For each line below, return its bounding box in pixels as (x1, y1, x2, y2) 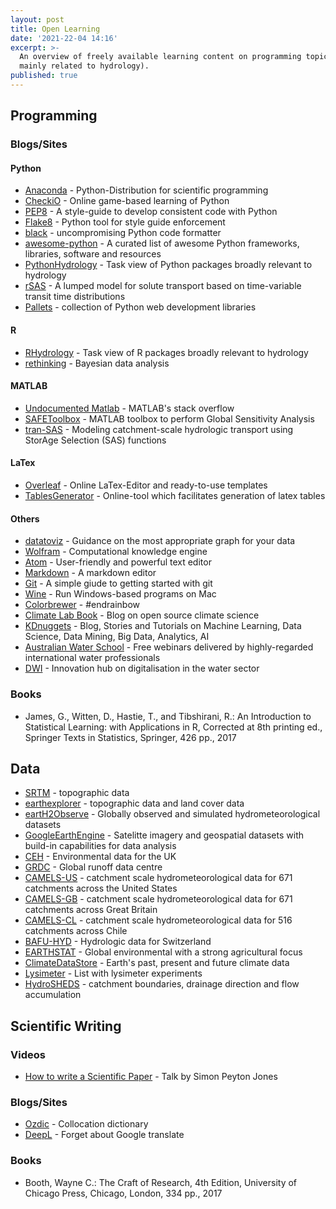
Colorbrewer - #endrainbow (24, 599, 141, 611)
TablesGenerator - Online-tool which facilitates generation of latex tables (24, 490, 326, 501)
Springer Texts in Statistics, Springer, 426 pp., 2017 (24, 731, 237, 743)
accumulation (24, 989, 82, 1001)
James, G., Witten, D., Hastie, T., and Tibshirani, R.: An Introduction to (24, 710, 312, 722)
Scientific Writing (10, 1017, 122, 1035)
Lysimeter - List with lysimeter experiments (24, 967, 203, 980)
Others (10, 512, 40, 525)
